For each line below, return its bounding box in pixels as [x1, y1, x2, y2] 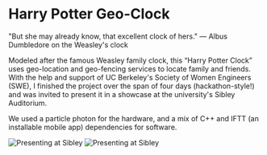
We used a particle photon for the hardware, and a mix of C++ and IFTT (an [8, 113, 260, 123]
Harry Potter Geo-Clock [8, 5, 170, 23]
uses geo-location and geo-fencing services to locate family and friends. [8, 63, 252, 73]
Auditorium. [8, 98, 48, 108]
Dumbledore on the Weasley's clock [8, 39, 129, 49]
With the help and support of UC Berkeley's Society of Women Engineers [8, 72, 252, 82]
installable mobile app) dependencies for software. [8, 122, 177, 132]
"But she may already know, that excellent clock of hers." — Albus [8, 31, 228, 41]
